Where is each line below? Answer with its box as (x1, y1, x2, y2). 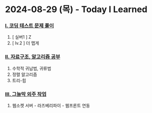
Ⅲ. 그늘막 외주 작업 (5, 91, 47, 98)
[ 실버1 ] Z (12, 34, 32, 40)
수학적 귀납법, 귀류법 (12, 65, 51, 71)
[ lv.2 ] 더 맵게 (12, 40, 39, 46)
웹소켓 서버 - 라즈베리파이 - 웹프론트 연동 (12, 103, 90, 109)
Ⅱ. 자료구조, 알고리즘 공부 (5, 54, 61, 60)
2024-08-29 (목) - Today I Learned (5, 4, 148, 15)
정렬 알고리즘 (12, 71, 37, 77)
